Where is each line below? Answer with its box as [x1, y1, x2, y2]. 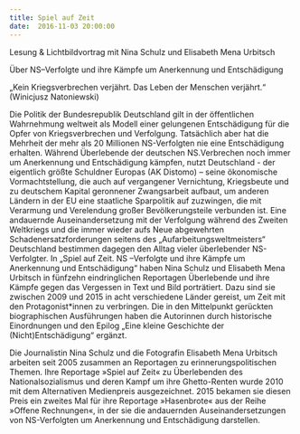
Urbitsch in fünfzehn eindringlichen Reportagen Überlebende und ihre [9, 272, 270, 283]
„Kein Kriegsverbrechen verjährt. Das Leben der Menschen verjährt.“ [9, 81, 267, 92]
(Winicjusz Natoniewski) [9, 91, 99, 102]
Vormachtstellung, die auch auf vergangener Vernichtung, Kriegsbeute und [9, 175, 289, 186]
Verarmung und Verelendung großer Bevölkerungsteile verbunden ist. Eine [9, 204, 287, 215]
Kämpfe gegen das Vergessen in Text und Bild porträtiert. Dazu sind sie [9, 281, 276, 292]
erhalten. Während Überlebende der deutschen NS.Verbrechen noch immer [9, 146, 291, 158]
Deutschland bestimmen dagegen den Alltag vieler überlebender [9, 243, 250, 254]
